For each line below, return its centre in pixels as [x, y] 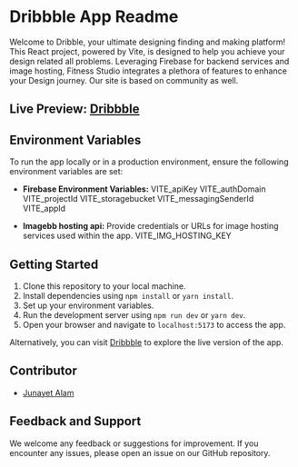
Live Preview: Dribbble [74, 109]
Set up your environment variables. [88, 305]
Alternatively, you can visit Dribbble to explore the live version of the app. [147, 342]
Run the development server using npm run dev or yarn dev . [134, 314]
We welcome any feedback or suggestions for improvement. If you [134, 443]
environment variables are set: [66, 172]
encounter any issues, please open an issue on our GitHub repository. [140, 452]
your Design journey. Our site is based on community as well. [124, 80]
